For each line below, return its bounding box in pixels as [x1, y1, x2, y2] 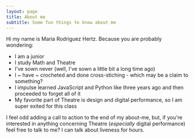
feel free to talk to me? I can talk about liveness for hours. [6, 126, 145, 133]
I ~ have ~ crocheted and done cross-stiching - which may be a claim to [14, 71, 189, 79]
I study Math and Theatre [14, 59, 76, 66]
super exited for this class [14, 103, 77, 110]
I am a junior [14, 53, 45, 60]
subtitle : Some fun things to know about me [6, 19, 116, 25]
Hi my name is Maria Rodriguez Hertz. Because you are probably [6, 36, 162, 43]
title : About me [6, 14, 46, 20]
